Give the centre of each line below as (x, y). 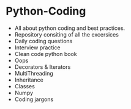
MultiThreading (34, 73)
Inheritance (29, 80)
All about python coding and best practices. (70, 28)
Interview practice (37, 47)
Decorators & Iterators (43, 67)
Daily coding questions (43, 41)
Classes (24, 86)
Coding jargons (34, 99)
